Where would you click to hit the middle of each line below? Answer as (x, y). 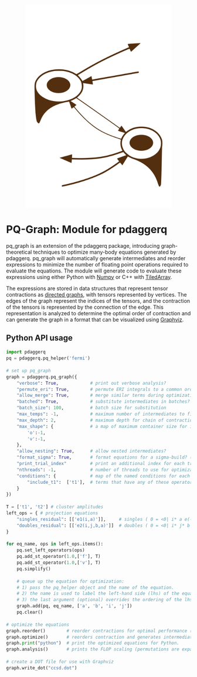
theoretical (19, 252)
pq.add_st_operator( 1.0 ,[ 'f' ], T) (59, 557)
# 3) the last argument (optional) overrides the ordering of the (99, 600)
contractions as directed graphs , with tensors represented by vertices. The (96, 294)
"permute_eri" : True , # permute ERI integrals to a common (99, 389)
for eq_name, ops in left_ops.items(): (55, 544)
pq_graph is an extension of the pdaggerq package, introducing (83, 245)
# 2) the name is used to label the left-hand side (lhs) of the (98, 594)
